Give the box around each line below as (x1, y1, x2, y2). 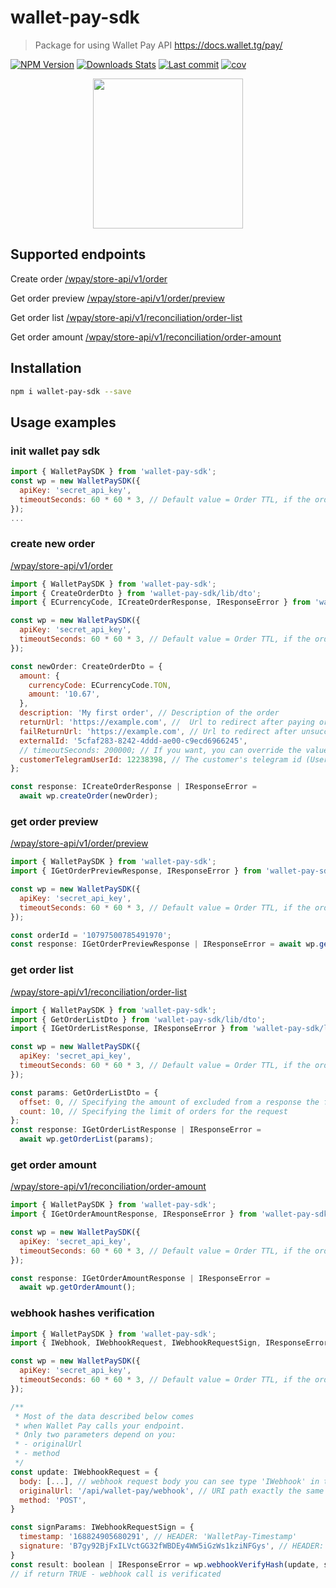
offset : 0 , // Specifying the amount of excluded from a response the (19, 1097, 320, 1107)
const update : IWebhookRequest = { (10, 1467, 159, 1477)
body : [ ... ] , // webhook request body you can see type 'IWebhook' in (19, 1476, 320, 1486)
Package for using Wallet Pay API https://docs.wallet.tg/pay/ (34, 39, 283, 51)
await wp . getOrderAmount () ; (19, 1282, 137, 1293)
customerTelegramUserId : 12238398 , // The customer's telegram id (19, 754, 302, 765)
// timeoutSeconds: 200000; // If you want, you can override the (19, 745, 302, 755)
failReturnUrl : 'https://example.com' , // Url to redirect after (19, 726, 298, 736)
